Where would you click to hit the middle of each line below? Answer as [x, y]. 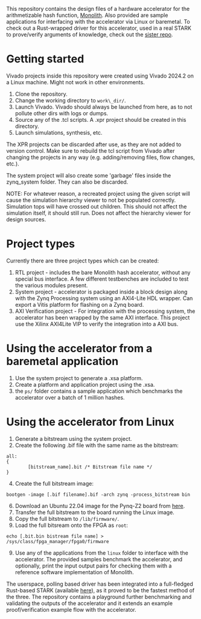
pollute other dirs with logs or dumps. [62, 113]
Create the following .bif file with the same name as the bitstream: [97, 445]
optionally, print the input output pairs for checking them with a [93, 566]
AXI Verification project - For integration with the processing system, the [105, 311]
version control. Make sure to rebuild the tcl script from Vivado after [91, 150]
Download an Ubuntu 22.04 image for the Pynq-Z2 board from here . [100, 506]
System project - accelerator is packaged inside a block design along [101, 292]
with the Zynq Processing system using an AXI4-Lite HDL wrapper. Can [104, 298]
